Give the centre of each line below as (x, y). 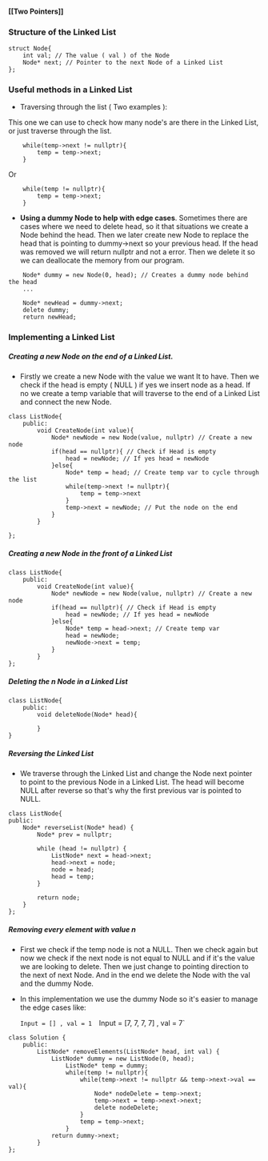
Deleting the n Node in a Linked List (68, 681)
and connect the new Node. (66, 402)
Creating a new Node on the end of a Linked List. (91, 356)
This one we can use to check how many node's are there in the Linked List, (134, 122)
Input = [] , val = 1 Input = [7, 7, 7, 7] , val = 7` (102, 1023)
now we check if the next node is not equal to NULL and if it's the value (138, 958)
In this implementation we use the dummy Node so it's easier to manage (139, 999)
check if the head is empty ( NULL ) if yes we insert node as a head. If (135, 385)
